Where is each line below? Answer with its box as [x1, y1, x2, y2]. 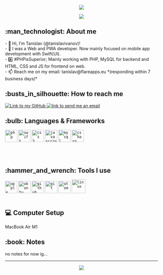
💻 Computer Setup [5, 208, 65, 217]
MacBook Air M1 [5, 224, 38, 230]
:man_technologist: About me [5, 27, 97, 36]
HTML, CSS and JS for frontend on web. [5, 63, 86, 69]
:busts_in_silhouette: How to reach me [5, 90, 124, 98]
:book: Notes [5, 238, 45, 246]
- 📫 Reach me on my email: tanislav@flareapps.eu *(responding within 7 [5, 69, 150, 74]
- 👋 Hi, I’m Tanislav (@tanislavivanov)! [5, 40, 81, 46]
